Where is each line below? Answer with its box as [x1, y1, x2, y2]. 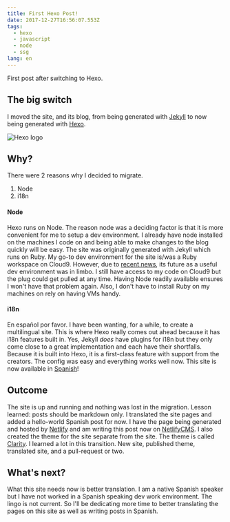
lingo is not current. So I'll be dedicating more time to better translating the [7, 500, 219, 508]
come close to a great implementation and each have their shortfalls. [7, 342, 202, 351]
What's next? [7, 467, 66, 478]
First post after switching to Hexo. [7, 74, 103, 82]
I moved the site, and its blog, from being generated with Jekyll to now [7, 112, 207, 121]
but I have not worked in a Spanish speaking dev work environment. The [7, 492, 213, 501]
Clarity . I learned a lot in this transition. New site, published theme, [7, 439, 195, 447]
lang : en [7, 55, 32, 62]
